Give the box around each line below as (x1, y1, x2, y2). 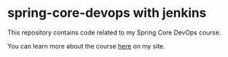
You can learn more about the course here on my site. (7, 42, 165, 50)
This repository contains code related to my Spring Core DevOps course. (7, 28, 222, 37)
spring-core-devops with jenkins (7, 5, 207, 21)
